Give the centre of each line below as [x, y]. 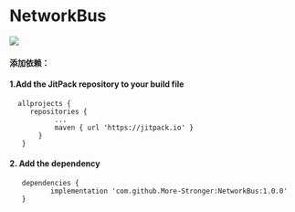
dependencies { [50, 183]
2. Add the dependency [55, 164]
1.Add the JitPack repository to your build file [97, 84]
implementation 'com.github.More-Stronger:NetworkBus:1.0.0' [169, 191]
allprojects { [44, 103]
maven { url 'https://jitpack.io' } [124, 127]
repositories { [59, 111]
